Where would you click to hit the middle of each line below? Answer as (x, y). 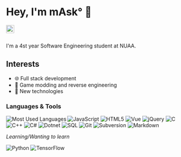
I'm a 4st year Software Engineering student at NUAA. (71, 46)
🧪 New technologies (39, 91)
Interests (23, 64)
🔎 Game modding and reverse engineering (66, 85)
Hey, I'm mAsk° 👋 (49, 12)
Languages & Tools (34, 106)
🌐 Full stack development (45, 78)
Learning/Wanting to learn (38, 136)
